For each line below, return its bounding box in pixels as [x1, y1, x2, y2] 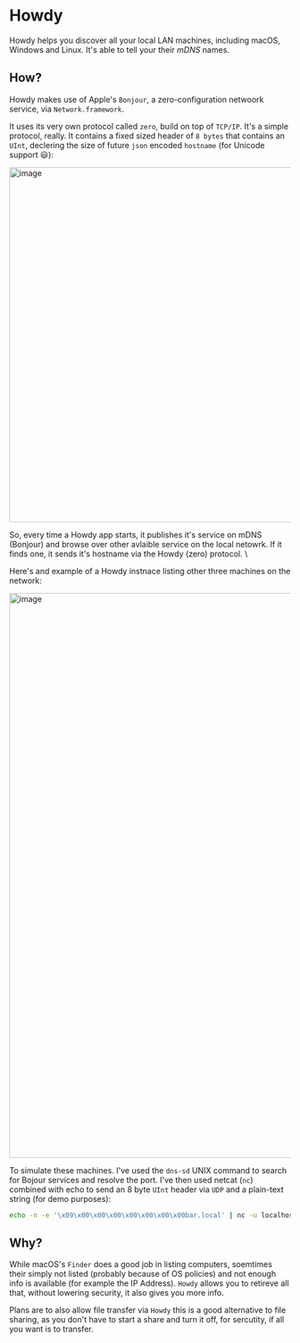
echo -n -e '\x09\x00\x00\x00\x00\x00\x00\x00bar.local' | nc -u [9, 1211, 257, 1220]
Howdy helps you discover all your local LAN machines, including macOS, [9, 35, 281, 46]
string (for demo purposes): [9, 1193, 112, 1204]
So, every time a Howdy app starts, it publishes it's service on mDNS [9, 529, 262, 540]
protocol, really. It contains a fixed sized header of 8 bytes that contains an [9, 130, 286, 141]
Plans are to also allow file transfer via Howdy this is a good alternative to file [9, 1305, 287, 1315]
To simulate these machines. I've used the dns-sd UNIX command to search [9, 1164, 287, 1175]
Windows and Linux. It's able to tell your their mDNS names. [9, 44, 230, 54]
